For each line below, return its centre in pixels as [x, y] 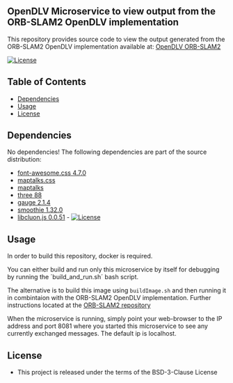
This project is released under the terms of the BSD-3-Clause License [117, 373]
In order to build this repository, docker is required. [80, 256]
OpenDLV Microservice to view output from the [111, 11]
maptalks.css [36, 180]
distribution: [24, 159]
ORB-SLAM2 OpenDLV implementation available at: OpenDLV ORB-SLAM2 [114, 46]
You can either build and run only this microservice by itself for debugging [113, 269]
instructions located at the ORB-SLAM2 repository [79, 305]
